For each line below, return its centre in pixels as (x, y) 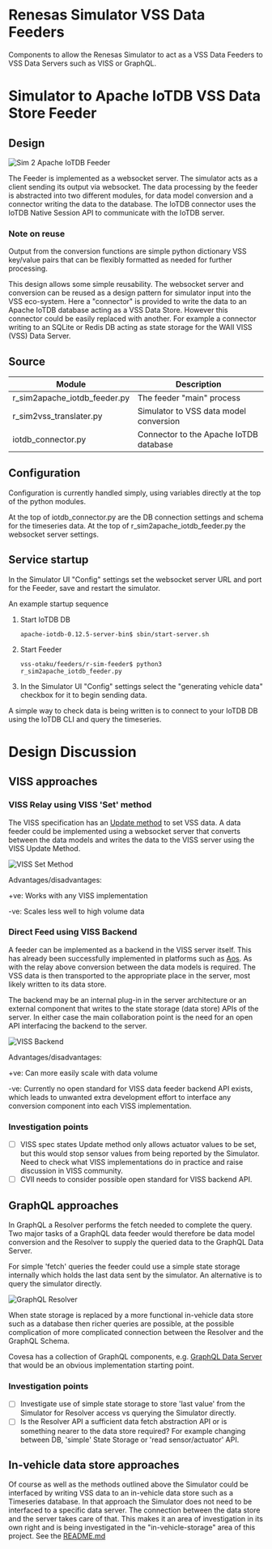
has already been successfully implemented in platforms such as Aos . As (130, 958)
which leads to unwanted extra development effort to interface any (120, 1097)
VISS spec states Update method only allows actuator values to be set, (138, 1145)
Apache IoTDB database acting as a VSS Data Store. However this (118, 310)
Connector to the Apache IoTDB (198, 434)
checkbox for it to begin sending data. (83, 695)
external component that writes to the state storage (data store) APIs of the (134, 1008)
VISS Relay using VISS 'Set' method (80, 805)
